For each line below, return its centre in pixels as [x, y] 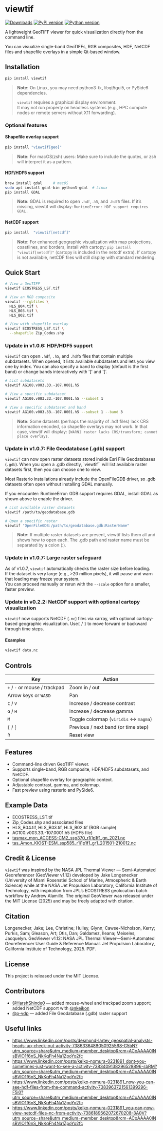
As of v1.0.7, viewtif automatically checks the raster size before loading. [78, 568]
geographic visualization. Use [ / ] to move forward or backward [83, 624]
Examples [15, 640]
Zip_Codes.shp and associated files [48, 822]
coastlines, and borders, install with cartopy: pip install [74, 247]
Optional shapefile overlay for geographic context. [63, 780]
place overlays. [33, 436]
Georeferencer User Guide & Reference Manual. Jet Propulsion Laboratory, [80, 944]
